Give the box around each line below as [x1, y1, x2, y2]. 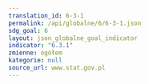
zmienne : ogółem [8, 49, 62, 57]
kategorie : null [8, 57, 62, 65]
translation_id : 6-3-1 [8, 11, 84, 20]
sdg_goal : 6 [8, 26, 48, 34]
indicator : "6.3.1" [8, 42, 74, 50]
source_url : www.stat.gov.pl [8, 64, 106, 72]
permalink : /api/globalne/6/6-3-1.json [8, 19, 142, 27]
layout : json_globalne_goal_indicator [8, 34, 138, 42]
